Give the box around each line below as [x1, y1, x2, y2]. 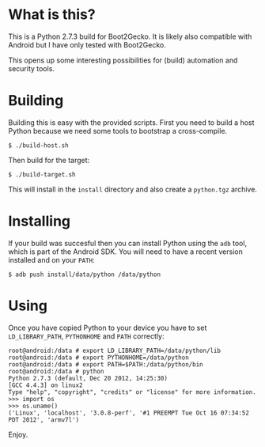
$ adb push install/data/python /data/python [8, 271, 161, 278]
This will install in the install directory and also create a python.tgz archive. [8, 184, 257, 194]
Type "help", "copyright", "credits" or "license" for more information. [8, 388, 257, 396]
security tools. [8, 63, 55, 73]
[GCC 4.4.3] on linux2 [8, 381, 83, 389]
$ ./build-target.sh [8, 170, 77, 179]
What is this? [8, 6, 97, 24]
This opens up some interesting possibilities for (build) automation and [8, 55, 238, 65]
